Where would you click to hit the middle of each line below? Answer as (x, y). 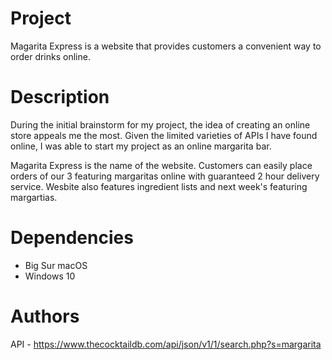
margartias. (34, 197)
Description (60, 97)
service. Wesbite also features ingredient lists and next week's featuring (159, 186)
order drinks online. (50, 56)
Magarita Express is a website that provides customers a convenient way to (166, 46)
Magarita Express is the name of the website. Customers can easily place (161, 165)
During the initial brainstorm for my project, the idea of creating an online (160, 124)
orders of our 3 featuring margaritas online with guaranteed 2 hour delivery (165, 176)
